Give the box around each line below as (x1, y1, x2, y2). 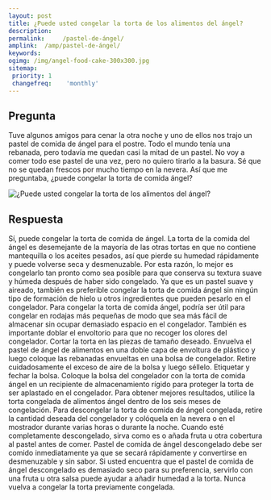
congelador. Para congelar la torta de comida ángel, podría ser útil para (8, 302, 246, 312)
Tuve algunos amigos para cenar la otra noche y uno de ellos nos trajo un (8, 131, 252, 140)
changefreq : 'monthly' (11, 79, 99, 87)
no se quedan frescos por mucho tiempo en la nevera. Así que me (8, 165, 228, 174)
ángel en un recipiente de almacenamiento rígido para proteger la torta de (8, 380, 254, 390)
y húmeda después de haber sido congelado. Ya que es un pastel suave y (8, 277, 254, 286)
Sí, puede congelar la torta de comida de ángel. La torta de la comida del (8, 234, 250, 244)
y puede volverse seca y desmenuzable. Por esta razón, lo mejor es (8, 260, 234, 269)
